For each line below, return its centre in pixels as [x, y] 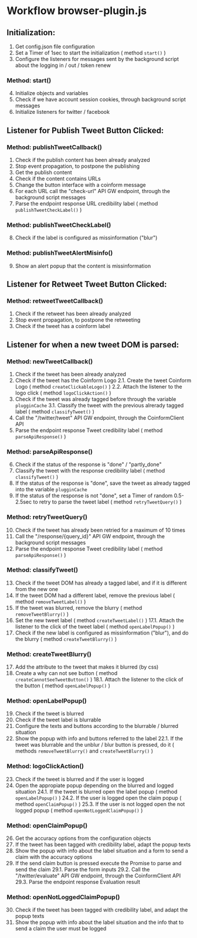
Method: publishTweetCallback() [54, 147]
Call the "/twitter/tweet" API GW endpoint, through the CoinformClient [99, 417]
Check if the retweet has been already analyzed [73, 314]
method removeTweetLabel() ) [50, 601]
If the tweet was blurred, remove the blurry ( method [79, 608]
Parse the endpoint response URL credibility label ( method [86, 203]
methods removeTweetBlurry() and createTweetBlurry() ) [84, 751]
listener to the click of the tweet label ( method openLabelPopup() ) [95, 626]
